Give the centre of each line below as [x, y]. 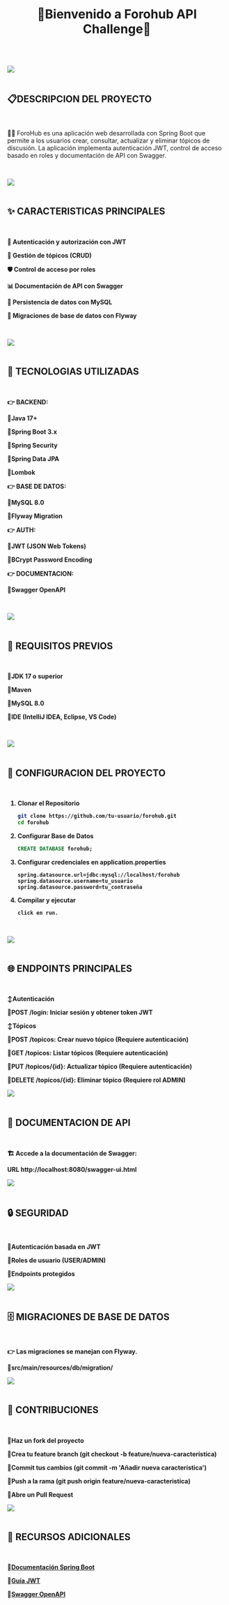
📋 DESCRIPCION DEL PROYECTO [79, 100]
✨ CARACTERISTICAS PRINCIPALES [86, 211]
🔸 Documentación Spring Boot [51, 1567]
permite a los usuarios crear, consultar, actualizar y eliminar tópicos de [109, 140]
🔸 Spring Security [32, 446]
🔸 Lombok [21, 472]
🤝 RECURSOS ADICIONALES [69, 1537]
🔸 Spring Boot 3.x [32, 432]
